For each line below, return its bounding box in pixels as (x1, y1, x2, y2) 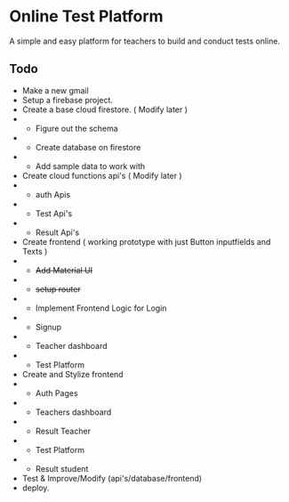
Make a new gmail (21, 85, 89, 95)
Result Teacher (35, 425, 92, 436)
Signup (35, 321, 62, 332)
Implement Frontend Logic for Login (35, 303, 167, 313)
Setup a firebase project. (21, 94, 114, 105)
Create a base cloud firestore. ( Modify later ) (21, 104, 189, 115)
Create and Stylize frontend (21, 368, 124, 379)
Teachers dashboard (35, 407, 112, 417)
